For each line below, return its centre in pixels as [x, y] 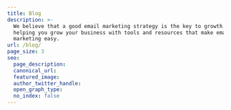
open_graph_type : [38, 90]
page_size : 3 [26, 52]
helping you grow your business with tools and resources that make [113, 32]
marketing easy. [36, 39]
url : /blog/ [24, 45]
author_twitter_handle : [47, 83]
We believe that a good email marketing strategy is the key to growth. [120, 26]
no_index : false [36, 96]
